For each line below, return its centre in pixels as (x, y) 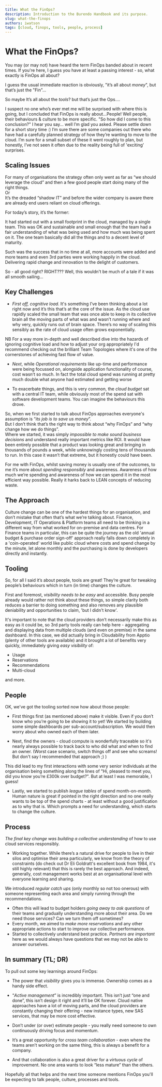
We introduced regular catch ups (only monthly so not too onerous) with (77, 888)
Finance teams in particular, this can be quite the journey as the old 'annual (80, 533)
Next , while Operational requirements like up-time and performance (80, 364)
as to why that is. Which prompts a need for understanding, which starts (84, 807)
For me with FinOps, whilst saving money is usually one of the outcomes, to (80, 464)
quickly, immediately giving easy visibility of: (50, 646)
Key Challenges (29, 292)
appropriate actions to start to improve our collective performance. (78, 929)
